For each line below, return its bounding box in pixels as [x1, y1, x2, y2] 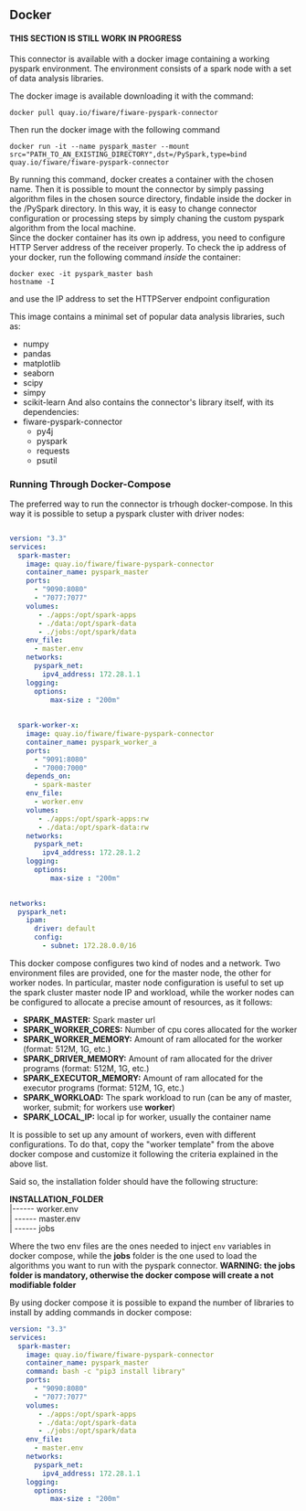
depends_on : [26, 771, 71, 781]
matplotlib [22, 357, 61, 368]
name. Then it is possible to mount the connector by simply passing [9, 183, 265, 195]
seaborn [22, 367, 55, 378]
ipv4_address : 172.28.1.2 [42, 848, 142, 857]
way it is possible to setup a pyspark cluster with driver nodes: [9, 507, 245, 519]
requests [36, 445, 70, 456]
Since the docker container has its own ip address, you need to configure [9, 232, 286, 243]
